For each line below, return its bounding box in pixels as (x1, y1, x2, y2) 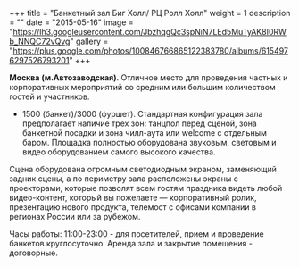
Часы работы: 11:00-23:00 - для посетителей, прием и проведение (9, 229, 265, 239)
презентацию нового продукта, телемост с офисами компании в (9, 202, 257, 213)
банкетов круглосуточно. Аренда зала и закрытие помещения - (9, 238, 253, 248)
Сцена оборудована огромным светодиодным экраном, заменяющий (9, 164, 277, 174)
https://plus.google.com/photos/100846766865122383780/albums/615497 (12, 46, 288, 56)
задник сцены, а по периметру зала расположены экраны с (9, 173, 238, 184)
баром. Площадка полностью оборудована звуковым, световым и (21, 138, 277, 147)
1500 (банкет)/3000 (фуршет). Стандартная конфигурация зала (21, 109, 263, 119)
